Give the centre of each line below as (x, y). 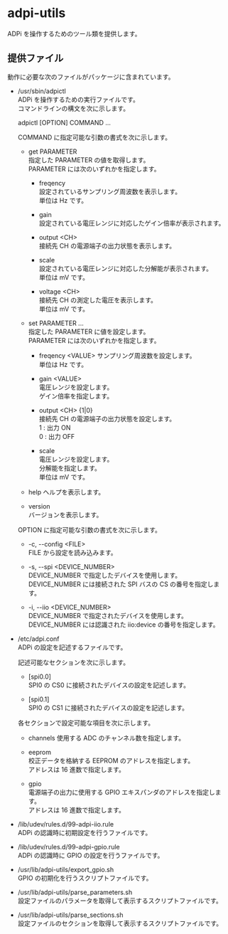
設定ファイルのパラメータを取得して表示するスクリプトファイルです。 (120, 901)
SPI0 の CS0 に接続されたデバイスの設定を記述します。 (109, 685)
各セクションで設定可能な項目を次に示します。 (86, 723)
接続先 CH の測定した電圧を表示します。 (98, 299)
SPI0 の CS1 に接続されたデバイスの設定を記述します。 (108, 707)
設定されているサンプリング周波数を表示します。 (110, 191)
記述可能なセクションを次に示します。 (74, 662)
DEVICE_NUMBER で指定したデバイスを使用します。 (105, 575)
